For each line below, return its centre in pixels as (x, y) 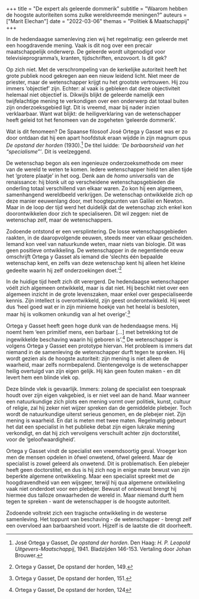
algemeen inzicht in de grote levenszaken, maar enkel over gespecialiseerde (99, 294)
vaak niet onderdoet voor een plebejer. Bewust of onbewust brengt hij (91, 488)
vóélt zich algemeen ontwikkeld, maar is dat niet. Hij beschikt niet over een (97, 288)
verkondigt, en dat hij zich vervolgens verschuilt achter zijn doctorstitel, (93, 433)
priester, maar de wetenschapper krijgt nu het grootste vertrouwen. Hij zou (97, 82)
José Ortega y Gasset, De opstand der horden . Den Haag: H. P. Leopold (102, 543)
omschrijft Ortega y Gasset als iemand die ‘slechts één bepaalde (85, 256)
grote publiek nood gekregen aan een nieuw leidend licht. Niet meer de (93, 76)
